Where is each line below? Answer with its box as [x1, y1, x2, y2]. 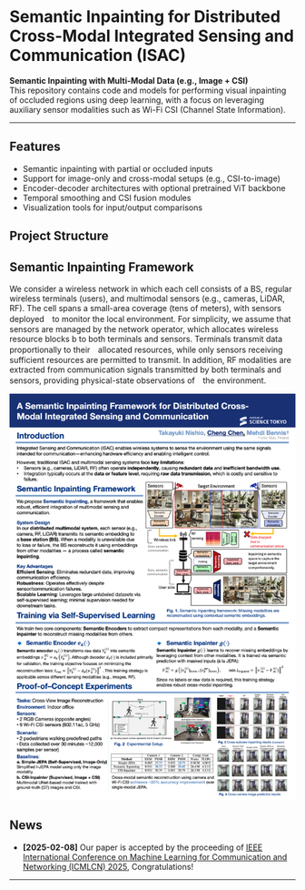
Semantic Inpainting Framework [9, 259, 194, 275]
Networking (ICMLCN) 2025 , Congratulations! [22, 861, 193, 872]
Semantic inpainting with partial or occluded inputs [22, 163, 213, 174]
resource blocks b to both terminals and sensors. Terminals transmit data [9, 333, 283, 344]
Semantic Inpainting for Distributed [9, 6, 281, 27]
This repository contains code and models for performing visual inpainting [9, 85, 287, 96]
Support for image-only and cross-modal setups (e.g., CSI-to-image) [22, 173, 281, 184]
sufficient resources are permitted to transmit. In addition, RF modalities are [9, 354, 292, 365]
